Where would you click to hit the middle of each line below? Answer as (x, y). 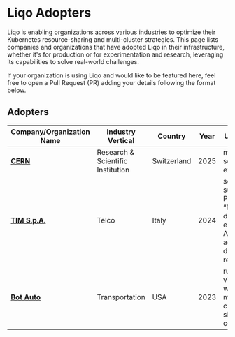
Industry (121, 132)
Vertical (121, 140)
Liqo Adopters (49, 13)
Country (171, 136)
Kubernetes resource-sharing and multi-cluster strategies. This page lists (113, 39)
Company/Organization (50, 132)
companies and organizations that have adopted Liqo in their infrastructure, (116, 47)
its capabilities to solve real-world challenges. (73, 61)
